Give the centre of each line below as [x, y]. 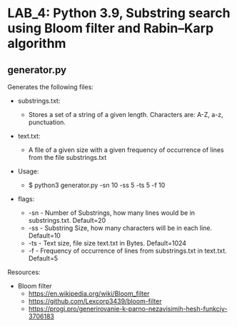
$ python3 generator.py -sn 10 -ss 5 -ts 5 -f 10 [97, 185]
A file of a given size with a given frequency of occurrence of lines [126, 150]
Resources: [24, 272]
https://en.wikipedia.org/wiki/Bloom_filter [89, 293]
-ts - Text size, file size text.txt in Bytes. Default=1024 [107, 243]
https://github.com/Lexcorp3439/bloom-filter [95, 301]
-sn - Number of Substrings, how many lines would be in [111, 213]
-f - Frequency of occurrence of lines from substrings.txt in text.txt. [127, 251]
